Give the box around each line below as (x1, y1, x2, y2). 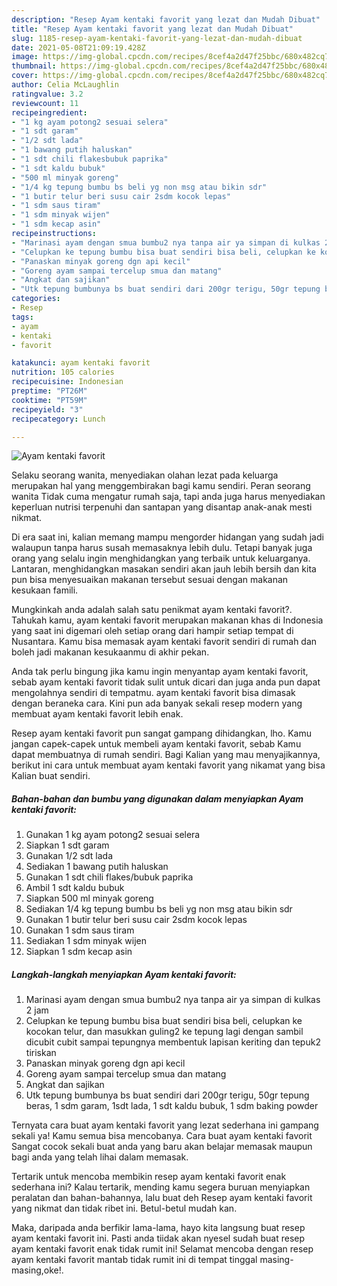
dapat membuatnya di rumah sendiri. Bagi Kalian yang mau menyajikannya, (11, 749, 321, 761)
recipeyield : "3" (11, 404, 84, 415)
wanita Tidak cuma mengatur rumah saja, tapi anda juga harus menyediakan (11, 491, 326, 503)
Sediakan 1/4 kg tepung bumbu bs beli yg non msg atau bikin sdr (25, 903, 293, 915)
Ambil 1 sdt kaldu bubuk (25, 882, 125, 894)
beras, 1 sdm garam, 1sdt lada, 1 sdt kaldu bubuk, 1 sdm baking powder (25, 1100, 319, 1112)
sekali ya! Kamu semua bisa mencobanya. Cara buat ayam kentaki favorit (11, 1130, 313, 1142)
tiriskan (25, 1047, 57, 1059)
